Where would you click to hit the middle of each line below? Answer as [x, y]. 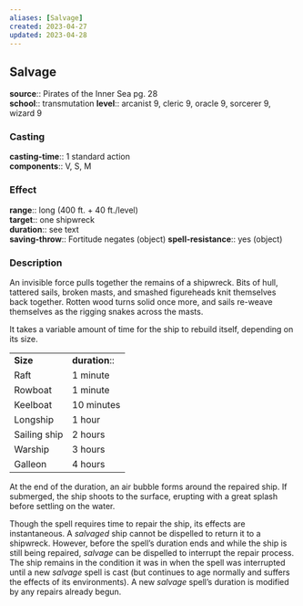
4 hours [89, 465]
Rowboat [33, 391]
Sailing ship [39, 434]
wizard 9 [26, 113]
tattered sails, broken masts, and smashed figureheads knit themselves [143, 292]
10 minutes [96, 405]
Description [36, 263]
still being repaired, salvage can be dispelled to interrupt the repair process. [152, 553]
